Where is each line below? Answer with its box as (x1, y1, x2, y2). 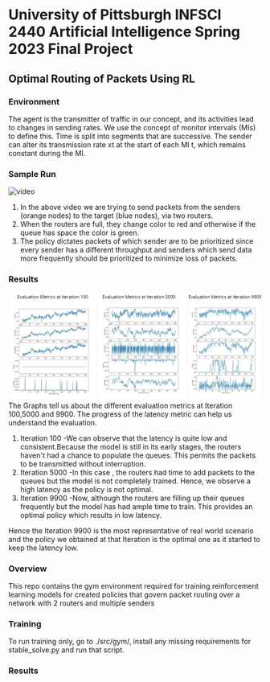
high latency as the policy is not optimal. (19, 484, 153, 494)
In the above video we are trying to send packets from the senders (19, 203, 241, 212)
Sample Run (8, 168, 56, 179)
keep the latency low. (8, 543, 79, 553)
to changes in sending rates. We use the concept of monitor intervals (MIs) (8, 122, 256, 132)
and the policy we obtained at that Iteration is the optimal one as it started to (8, 534, 261, 544)
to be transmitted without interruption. (19, 458, 146, 468)
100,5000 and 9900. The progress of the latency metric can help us (8, 409, 232, 419)
